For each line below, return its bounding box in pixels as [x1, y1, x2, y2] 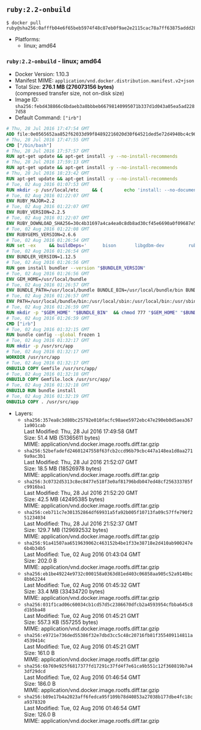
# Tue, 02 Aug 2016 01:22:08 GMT [6, 226, 90, 232]
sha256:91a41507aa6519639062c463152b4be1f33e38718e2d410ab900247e [23, 540, 193, 546]
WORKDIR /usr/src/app [6, 354, 60, 360]
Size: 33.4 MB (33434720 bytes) [23, 588, 105, 595]
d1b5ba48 [23, 606, 46, 613]
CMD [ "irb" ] [6, 321, 36, 327]
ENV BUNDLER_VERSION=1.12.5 [6, 254, 77, 260]
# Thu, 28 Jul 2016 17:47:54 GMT [6, 126, 90, 132]
